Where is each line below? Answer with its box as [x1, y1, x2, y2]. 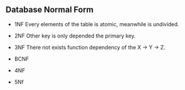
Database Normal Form [5, 5, 94, 15]
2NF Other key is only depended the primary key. [14, 32, 136, 39]
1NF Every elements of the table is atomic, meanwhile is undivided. [14, 20, 180, 27]
